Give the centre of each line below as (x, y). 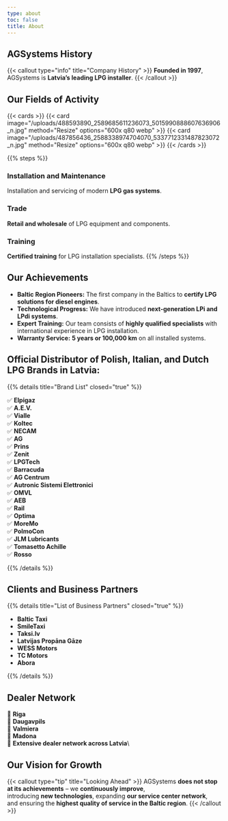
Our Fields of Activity (53, 99)
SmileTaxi (31, 626)
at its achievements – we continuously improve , (76, 788)
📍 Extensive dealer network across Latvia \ (68, 744)
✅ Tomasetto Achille (37, 546)
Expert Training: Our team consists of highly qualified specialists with (117, 323)
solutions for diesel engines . (58, 302)
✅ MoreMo (23, 523)
